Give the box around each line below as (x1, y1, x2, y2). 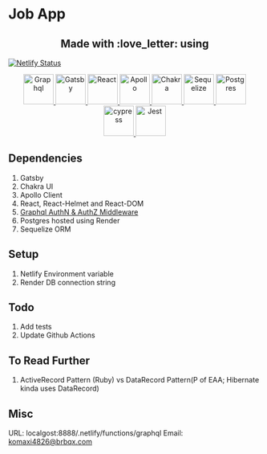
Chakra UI (19, 182, 54, 191)
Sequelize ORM (19, 224, 71, 234)
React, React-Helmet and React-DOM (19, 198, 144, 208)
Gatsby (19, 173, 44, 182)
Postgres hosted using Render (19, 215, 120, 225)
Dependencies (8, 152, 83, 166)
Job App (8, 5, 67, 23)
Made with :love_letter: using (60, 37, 209, 51)
